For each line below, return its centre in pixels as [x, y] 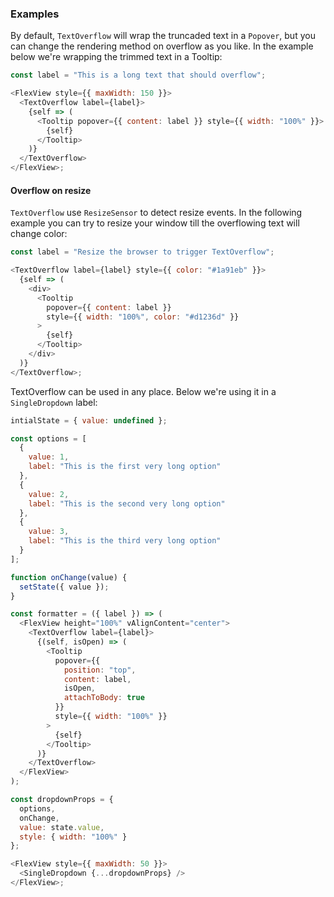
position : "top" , [100, 670]
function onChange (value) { [69, 577]
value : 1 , [49, 457]
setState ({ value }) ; [64, 587]
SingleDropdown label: [54, 402]
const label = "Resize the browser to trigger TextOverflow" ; [142, 252]
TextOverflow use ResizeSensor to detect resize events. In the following [156, 213]
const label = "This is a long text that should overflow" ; [138, 75]
